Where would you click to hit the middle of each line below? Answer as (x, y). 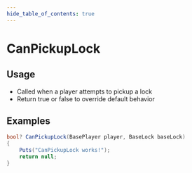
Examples (28, 121)
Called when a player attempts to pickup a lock (84, 91)
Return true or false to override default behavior (86, 98)
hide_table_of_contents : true (51, 14)
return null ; (38, 157)
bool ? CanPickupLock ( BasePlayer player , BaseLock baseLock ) (96, 137)
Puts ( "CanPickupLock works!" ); (65, 150)
